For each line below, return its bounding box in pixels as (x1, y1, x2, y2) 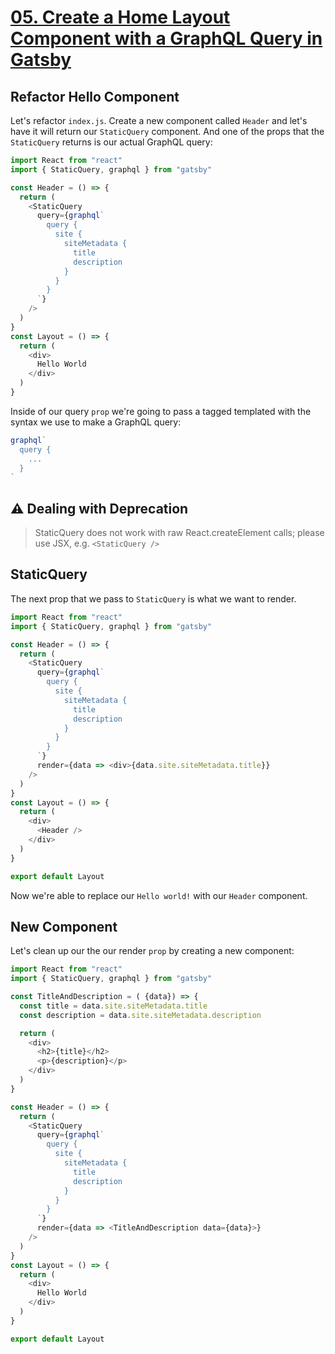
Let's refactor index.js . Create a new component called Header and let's (10, 115, 308, 126)
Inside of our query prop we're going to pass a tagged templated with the (10, 405, 312, 417)
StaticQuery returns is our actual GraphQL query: (10, 136, 213, 148)
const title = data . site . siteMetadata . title (19, 1001, 208, 1011)
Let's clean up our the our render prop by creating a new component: (10, 945, 295, 957)
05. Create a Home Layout (10, 6, 231, 29)
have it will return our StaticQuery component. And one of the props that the (10, 126, 325, 137)
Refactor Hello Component (10, 88, 180, 105)
